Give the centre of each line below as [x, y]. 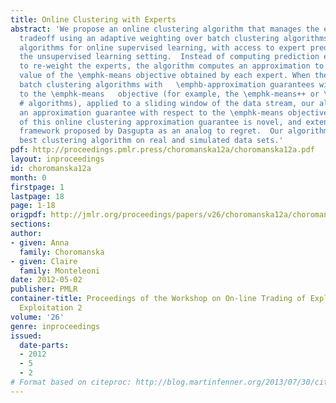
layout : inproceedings [57, 159]
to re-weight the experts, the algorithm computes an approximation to [172, 66]
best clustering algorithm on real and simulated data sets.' [151, 141]
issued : [26, 336]
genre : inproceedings [55, 326]
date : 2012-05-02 [46, 280]
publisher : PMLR [44, 289]
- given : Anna [40, 242]
